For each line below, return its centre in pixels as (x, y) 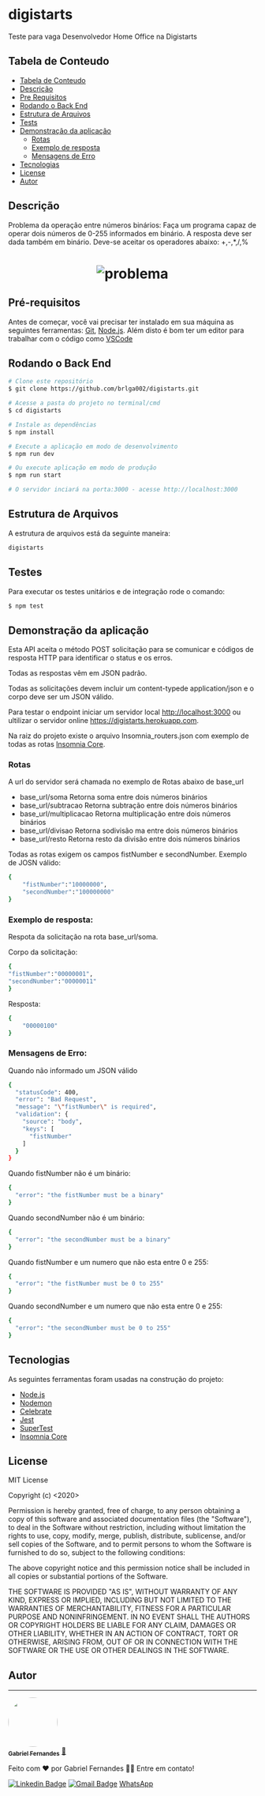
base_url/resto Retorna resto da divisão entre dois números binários (130, 839)
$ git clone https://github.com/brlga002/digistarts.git (104, 389)
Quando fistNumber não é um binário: (69, 1173)
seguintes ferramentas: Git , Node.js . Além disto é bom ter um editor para (126, 330)
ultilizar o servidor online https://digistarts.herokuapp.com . (104, 721)
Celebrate (36, 1411)
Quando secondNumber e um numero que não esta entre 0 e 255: (116, 1306)
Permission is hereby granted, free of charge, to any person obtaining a (124, 1511)
